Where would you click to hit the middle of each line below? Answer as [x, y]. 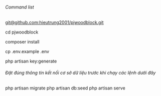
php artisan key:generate [31, 61]
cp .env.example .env [27, 51]
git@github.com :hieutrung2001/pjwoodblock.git [54, 22]
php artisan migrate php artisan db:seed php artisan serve [65, 88]
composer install [22, 42]
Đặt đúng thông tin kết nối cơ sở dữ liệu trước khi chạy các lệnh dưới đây [80, 72]
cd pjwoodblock [22, 32]
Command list [20, 7]
